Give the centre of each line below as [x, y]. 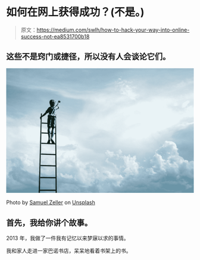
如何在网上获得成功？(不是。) [75, 12]
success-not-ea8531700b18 [55, 36]
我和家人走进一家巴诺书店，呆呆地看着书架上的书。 [69, 251]
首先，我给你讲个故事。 [49, 223]
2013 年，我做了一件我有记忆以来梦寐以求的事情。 [68, 238]
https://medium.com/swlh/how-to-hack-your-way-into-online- [113, 30]
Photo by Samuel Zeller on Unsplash [51, 202]
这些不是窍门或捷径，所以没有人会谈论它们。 [88, 57]
